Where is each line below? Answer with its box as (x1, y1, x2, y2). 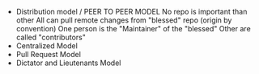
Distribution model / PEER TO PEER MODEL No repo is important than (15, 7, 248, 16)
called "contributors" (15, 32, 87, 42)
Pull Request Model (15, 50, 81, 59)
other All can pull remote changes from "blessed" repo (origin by (15, 15, 232, 25)
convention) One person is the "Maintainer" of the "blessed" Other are (15, 24, 251, 33)
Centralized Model (15, 41, 79, 51)
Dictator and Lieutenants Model (15, 58, 121, 68)
